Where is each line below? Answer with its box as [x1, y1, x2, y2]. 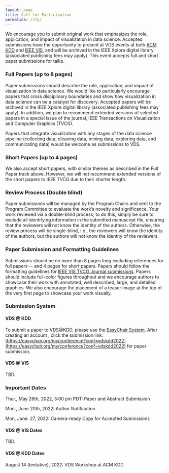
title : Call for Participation [5, 12, 72, 17]
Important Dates [5, 384, 47, 391]
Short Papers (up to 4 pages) [5, 154, 78, 161]
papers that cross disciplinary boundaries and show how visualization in [5, 93, 156, 99]
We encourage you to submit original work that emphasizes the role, [5, 31, 148, 37]
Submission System [5, 303, 56, 310]
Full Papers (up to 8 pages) [5, 71, 73, 78]
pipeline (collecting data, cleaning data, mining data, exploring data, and [5, 136, 156, 142]
